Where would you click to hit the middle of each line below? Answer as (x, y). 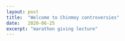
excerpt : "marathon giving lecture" (52, 29)
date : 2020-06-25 (31, 23)
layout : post (23, 12)
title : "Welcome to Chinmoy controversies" (63, 17)
